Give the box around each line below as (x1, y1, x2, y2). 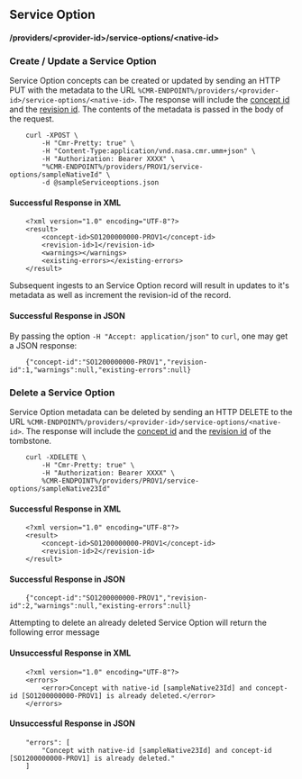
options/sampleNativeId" (9, 170, 103, 179)
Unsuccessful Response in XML (9, 648, 132, 658)
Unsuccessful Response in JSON (9, 718, 135, 729)
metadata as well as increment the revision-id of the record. (9, 290, 232, 301)
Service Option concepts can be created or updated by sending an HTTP (9, 76, 281, 86)
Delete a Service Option (9, 386, 115, 399)
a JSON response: (9, 340, 78, 350)
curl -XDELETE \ (25, 452, 87, 462)
